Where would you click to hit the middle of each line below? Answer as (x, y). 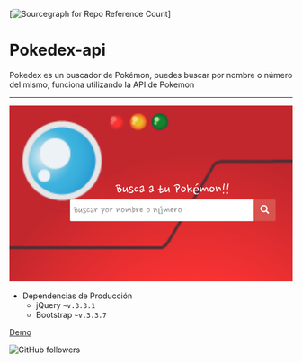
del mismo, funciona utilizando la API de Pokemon (102, 84)
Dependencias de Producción (77, 296)
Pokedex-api (58, 50)
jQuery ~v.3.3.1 (66, 305)
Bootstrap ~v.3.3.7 (71, 314)
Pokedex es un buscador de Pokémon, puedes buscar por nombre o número (151, 75)
